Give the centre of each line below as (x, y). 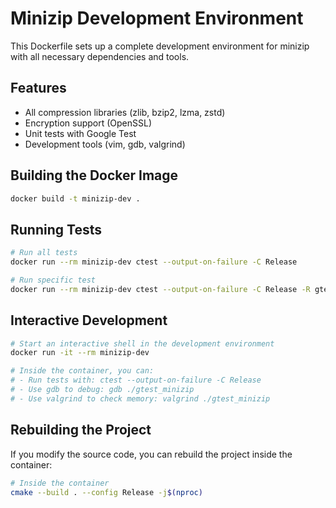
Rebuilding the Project (81, 430)
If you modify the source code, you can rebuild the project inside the (151, 454)
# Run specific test (53, 280)
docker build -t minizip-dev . (75, 198)
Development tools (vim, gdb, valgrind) (105, 144)
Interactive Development (89, 320)
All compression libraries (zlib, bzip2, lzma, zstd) (125, 112)
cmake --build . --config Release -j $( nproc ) (106, 492)
